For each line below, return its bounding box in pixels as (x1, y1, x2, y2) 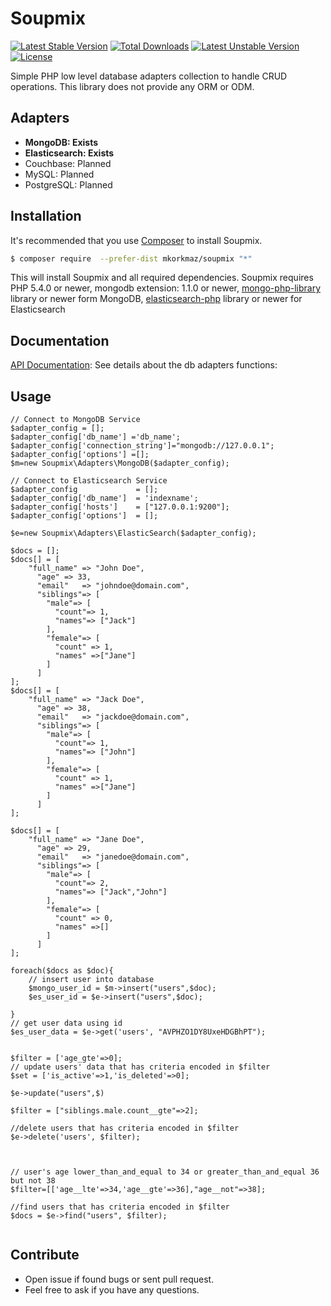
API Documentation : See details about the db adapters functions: (10, 359, 278, 371)
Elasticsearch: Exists (24, 147, 115, 159)
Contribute (10, 1247, 80, 1264)
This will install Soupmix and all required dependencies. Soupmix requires (10, 272, 314, 284)
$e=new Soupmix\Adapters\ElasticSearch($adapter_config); (10, 528, 257, 539)
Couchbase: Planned (24, 157, 112, 169)
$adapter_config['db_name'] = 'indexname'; (10, 493, 199, 504)
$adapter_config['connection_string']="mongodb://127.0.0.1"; (10, 441, 275, 451)
